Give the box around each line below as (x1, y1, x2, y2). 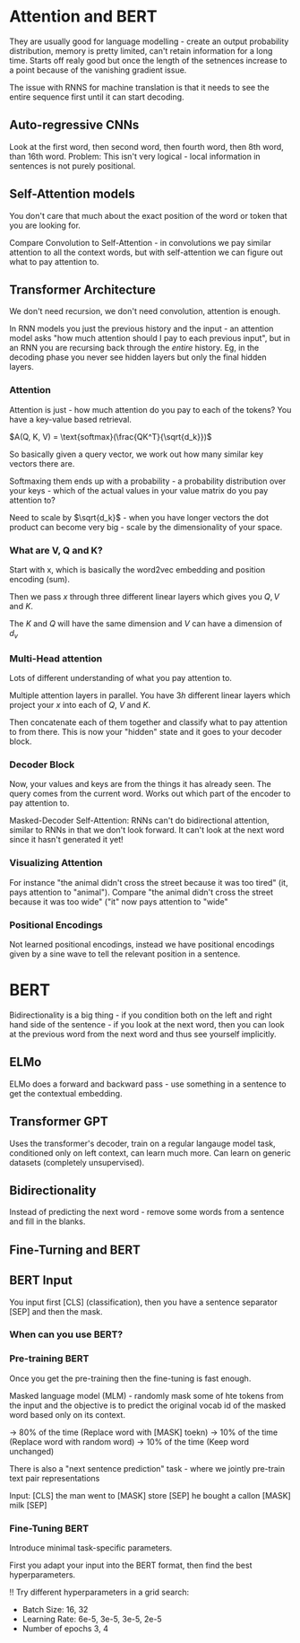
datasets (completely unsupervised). (9, 1157, 145, 1167)
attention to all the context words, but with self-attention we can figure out (9, 247, 284, 258)
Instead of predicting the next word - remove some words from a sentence (9, 1207, 285, 1218)
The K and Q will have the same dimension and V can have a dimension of (9, 617, 283, 629)
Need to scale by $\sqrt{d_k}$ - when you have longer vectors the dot (9, 511, 270, 522)
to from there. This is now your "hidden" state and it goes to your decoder (9, 727, 282, 738)
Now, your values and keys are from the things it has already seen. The (9, 779, 271, 790)
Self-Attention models (9, 187, 136, 202)
